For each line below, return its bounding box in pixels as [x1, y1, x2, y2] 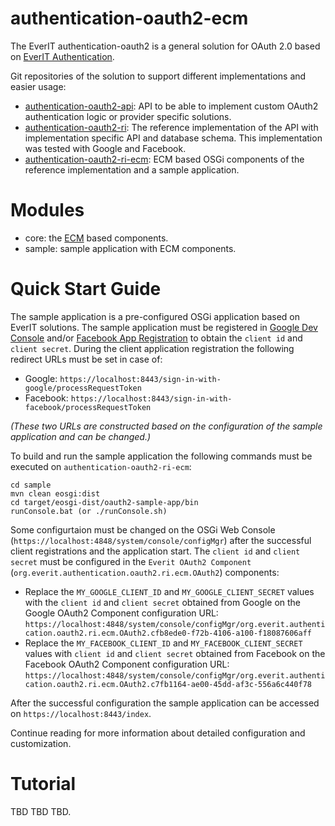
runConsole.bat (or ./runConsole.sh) [10, 506, 168, 516]
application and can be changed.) [10, 430, 152, 442]
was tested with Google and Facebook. [24, 142, 187, 154]
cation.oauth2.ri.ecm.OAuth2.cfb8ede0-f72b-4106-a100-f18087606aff [24, 628, 312, 638]
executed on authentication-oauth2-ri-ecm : [10, 460, 192, 472]
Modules [10, 199, 85, 222]
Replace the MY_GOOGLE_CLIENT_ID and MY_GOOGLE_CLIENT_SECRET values [24, 585, 315, 597]
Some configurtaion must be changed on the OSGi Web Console [10, 523, 276, 536]
